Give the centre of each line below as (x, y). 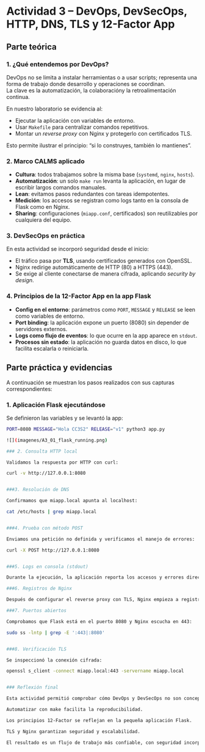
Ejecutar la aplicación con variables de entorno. (75, 120)
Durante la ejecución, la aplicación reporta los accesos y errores (95, 578)
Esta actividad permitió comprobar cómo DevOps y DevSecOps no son (94, 699)
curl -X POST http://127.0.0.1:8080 (53, 550)
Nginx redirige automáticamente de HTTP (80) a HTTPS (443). (94, 268)
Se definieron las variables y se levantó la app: (65, 418)
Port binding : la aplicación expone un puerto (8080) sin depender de (102, 323)
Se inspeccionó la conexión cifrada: (54, 660)
